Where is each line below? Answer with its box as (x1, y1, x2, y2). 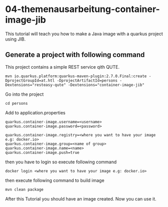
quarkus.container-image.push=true (5, 150, 80, 155)
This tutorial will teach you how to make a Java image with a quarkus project (5, 31, 163, 37)
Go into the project (5, 91, 44, 97)
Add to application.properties (5, 109, 66, 116)
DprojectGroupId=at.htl (5, 78, 55, 83)
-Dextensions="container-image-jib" (68, 82, 144, 87)
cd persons (5, 101, 28, 106)
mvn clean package (5, 187, 44, 192)
